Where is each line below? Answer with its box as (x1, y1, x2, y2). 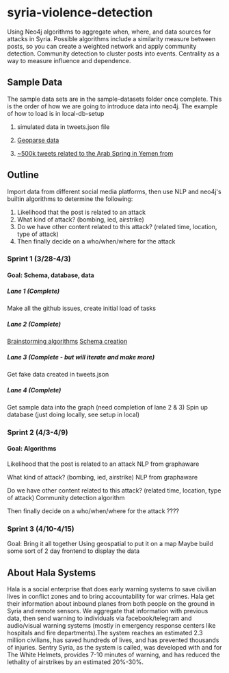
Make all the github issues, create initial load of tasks (7, 304, 156, 313)
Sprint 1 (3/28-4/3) (7, 254, 71, 263)
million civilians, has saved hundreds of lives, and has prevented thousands (7, 636, 219, 644)
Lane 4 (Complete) (7, 386, 62, 394)
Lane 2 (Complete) (7, 320, 62, 328)
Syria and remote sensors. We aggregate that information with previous (7, 607, 208, 615)
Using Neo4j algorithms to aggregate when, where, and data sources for (7, 27, 211, 36)
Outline (7, 169, 39, 181)
